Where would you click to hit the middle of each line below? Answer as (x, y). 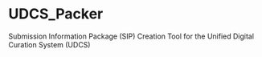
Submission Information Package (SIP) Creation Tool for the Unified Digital (131, 36)
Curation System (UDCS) (49, 44)
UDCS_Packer (56, 14)
